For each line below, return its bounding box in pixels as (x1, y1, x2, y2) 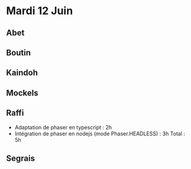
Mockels (6, 87, 38, 98)
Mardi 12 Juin (6, 4, 73, 18)
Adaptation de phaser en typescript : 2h (14, 123, 112, 131)
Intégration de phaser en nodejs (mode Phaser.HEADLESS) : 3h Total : (14, 130, 185, 137)
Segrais (6, 153, 35, 163)
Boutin (6, 47, 31, 57)
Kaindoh (6, 68, 38, 78)
